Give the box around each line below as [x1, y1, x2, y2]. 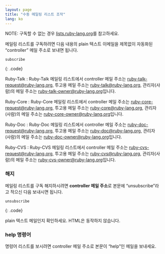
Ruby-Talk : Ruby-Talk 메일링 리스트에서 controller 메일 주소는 [5, 76, 127, 82]
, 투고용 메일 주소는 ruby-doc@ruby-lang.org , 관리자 [52, 128, 155, 134]
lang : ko [5, 16, 23, 21]
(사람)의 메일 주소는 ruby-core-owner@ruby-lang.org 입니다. [5, 111, 124, 117]
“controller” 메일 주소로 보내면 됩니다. [5, 47, 78, 53]
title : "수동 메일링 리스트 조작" [5, 12, 66, 17]
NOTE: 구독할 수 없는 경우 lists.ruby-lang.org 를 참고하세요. [5, 31, 120, 37]
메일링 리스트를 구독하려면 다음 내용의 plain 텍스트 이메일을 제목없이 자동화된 [5, 41, 153, 47]
